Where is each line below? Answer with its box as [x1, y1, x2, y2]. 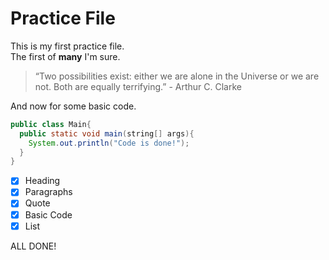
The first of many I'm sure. [10, 50, 121, 62]
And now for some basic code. [10, 100, 137, 112]
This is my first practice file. [10, 40, 125, 52]
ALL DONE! [10, 240, 57, 252]
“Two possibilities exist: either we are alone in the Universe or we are [34, 70, 320, 82]
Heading [24, 175, 61, 187]
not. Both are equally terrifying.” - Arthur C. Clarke [34, 80, 242, 92]
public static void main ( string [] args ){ [19, 128, 195, 139]
